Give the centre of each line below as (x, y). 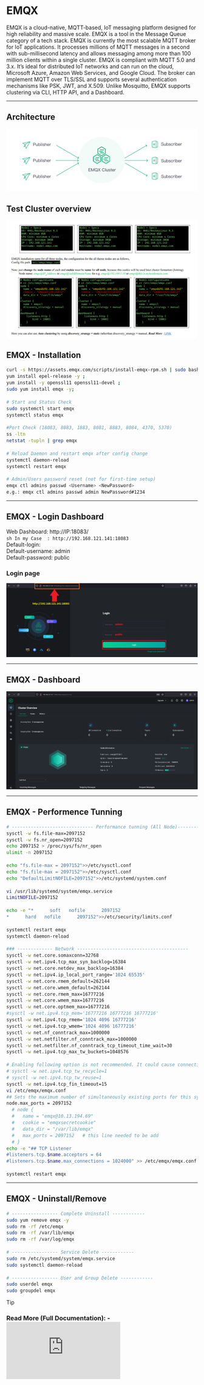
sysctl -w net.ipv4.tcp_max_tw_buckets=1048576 (68, 1052)
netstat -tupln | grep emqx (42, 441)
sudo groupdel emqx (31, 1291)
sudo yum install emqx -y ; (40, 390)
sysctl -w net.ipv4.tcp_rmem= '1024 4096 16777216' (72, 1020)
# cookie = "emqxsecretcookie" (54, 1123)
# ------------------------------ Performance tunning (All (84, 827)
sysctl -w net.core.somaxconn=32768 (53, 956)
